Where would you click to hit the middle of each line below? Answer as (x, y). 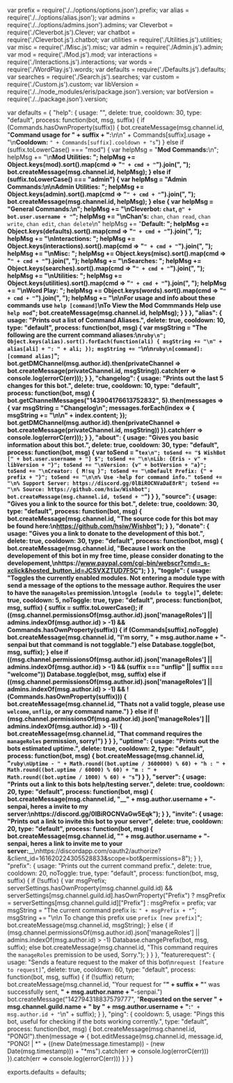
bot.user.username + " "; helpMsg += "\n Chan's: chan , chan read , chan (109, 216)
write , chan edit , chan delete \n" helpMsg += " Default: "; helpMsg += (108, 224)
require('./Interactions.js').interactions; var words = (80, 62)
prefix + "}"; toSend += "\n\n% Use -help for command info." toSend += (115, 477)
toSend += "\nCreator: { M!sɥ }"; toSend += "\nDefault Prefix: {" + (110, 471)
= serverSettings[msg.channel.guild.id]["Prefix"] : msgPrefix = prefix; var (112, 903)
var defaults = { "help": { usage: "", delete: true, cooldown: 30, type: (104, 112)
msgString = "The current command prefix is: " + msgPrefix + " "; (102, 910)
